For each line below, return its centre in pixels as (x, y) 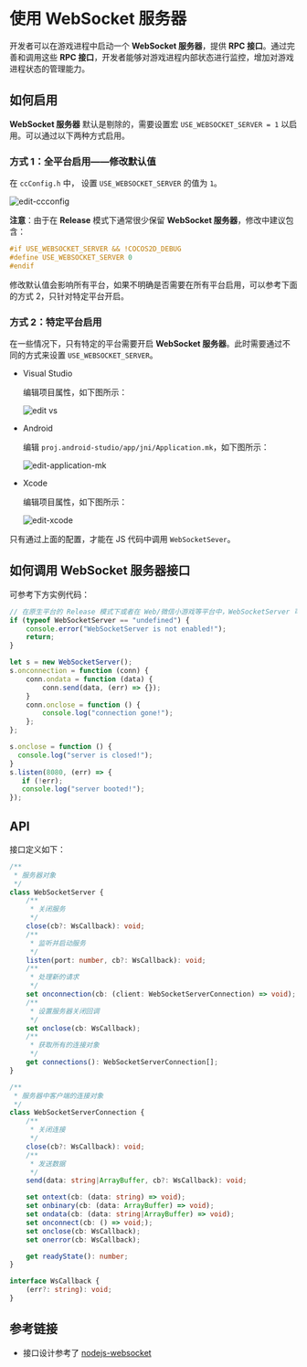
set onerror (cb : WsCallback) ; (84, 1240)
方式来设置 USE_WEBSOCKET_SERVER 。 (91, 355)
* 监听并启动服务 (58, 943)
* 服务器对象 (35, 875)
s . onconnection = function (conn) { (79, 671)
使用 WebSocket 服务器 (98, 19)
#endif (22, 266)
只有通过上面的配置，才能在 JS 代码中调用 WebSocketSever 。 (122, 539)
